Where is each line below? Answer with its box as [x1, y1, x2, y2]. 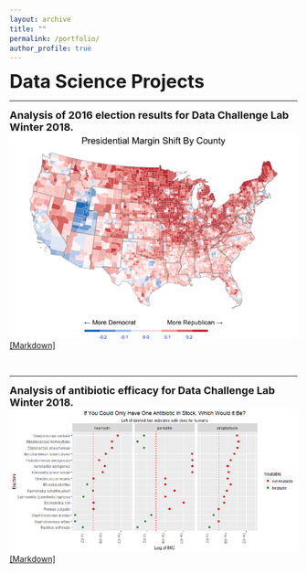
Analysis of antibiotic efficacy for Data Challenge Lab [9, 384, 276, 398]
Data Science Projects [9, 69, 206, 93]
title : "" [9, 24, 48, 34]
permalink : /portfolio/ [9, 34, 101, 43]
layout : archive [9, 15, 71, 24]
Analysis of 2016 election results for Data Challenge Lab [9, 109, 290, 122]
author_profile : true [9, 44, 92, 53]
